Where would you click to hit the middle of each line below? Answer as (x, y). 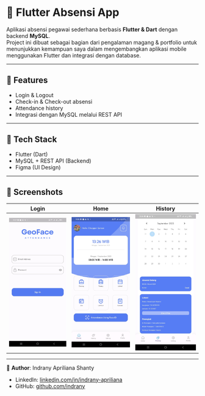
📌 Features (27, 80)
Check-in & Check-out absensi (54, 101)
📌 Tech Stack (32, 140)
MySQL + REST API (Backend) (53, 161)
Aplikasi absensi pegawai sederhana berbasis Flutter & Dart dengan (92, 29)
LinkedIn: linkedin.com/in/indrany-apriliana (69, 380)
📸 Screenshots (35, 192)
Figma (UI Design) (38, 167)
